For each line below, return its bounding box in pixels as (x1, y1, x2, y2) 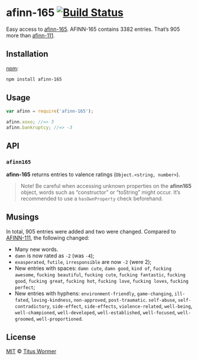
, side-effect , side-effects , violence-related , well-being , (49, 302, 193, 310)
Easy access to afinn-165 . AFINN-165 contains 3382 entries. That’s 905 (6, 26, 180, 33)
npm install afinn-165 (6, 76, 62, 82)
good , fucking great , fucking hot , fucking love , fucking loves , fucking (14, 277, 189, 284)
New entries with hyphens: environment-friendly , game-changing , (14, 289, 173, 297)
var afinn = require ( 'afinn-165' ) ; (6, 109, 94, 114)
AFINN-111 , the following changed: (6, 234, 90, 241)
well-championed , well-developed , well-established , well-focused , (14, 308, 176, 316)
